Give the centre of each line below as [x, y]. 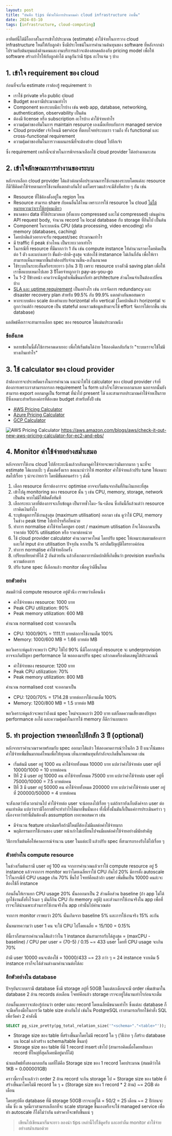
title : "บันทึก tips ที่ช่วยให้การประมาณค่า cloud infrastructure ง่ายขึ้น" [73, 15]
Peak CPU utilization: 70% [41, 672]
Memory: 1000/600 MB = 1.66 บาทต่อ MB [55, 639]
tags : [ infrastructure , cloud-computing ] [51, 24]
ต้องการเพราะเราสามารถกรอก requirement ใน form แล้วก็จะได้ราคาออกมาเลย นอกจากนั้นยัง [86, 387]
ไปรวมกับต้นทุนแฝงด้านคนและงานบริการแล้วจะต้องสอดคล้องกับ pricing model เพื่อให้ [80, 51]
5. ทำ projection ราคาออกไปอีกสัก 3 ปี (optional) [75, 736]
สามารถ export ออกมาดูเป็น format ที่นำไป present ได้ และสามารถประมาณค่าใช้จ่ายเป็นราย [86, 393]
